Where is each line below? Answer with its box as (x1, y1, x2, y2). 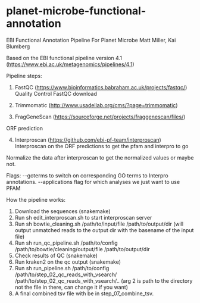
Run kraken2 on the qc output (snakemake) (14, 258, 121, 265)
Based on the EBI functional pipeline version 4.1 (6, 54, 122, 61)
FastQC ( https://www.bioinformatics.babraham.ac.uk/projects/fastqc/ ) (14, 83, 187, 90)
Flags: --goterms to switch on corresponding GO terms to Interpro (6, 171, 168, 179)
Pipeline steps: (6, 72, 43, 79)
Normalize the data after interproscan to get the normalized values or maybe (6, 154, 194, 161)
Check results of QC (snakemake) (14, 252, 98, 259)
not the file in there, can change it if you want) (14, 283, 128, 290)
